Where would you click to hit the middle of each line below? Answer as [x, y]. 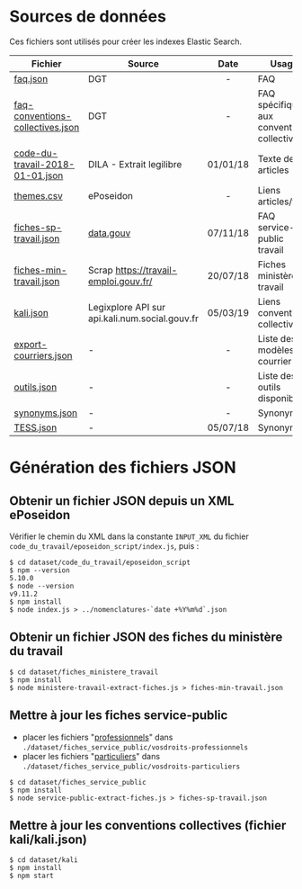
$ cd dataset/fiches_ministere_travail [84, 672]
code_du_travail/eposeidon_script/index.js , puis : [104, 545]
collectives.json [47, 127]
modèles [276, 350]
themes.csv [38, 195]
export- [31, 344]
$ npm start [31, 876]
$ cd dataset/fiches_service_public [78, 782]
